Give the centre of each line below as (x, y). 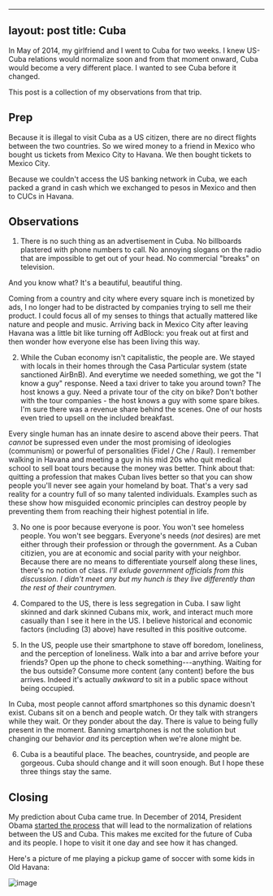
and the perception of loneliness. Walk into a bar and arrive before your (140, 654)
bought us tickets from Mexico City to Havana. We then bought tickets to (130, 154)
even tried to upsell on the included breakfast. (97, 418)
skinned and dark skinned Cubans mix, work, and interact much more (136, 612)
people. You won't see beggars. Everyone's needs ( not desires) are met (141, 536)
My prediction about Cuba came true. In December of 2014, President (125, 817)
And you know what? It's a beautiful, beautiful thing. (95, 283)
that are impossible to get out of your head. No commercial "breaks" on (140, 259)
